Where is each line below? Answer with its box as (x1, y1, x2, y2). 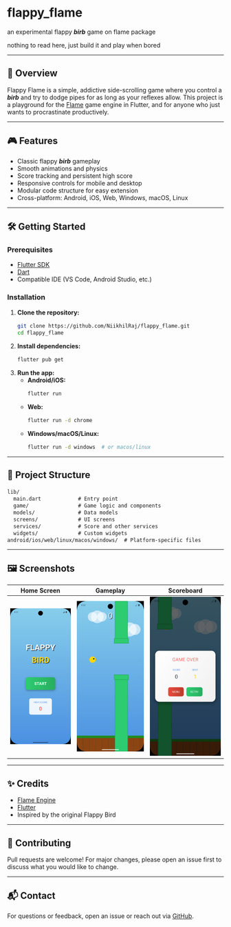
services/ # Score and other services (13, 523, 158, 530)
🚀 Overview (7, 68, 58, 79)
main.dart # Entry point (13, 495, 118, 502)
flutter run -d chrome (27, 417, 93, 424)
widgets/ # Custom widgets (13, 530, 128, 537)
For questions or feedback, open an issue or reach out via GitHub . (7, 912, 195, 920)
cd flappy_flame (16, 330, 64, 337)
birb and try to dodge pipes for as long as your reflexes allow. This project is (7, 93, 223, 101)
